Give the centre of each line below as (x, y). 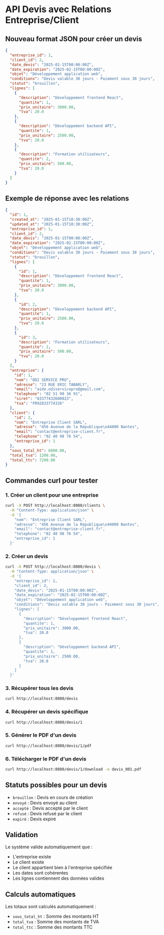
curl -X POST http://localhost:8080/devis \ (53, 567)
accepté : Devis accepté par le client (50, 808)
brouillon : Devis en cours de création (53, 797)
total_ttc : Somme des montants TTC (52, 927)
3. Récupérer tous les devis (39, 688)
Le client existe (28, 862)
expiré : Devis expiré (34, 819)
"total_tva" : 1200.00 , (34, 455)
